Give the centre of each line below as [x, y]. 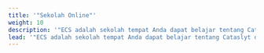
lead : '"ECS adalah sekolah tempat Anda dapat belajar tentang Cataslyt [130, 37]
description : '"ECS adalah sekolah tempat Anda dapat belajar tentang [126, 30]
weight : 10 [26, 23]
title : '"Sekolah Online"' [52, 15]
